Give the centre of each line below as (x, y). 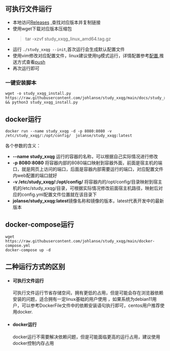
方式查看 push (31, 62)
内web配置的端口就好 (35, 175)
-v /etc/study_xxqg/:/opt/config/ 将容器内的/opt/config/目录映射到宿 (85, 182)
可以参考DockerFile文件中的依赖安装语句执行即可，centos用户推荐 (91, 305)
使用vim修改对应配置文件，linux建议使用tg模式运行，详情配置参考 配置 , (86, 55)
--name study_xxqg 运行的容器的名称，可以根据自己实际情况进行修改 (85, 156)
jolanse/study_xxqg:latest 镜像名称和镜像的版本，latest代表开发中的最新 (88, 201)
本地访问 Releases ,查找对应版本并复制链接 (57, 22)
